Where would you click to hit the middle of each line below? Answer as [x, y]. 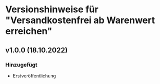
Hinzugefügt [21, 65]
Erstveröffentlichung [34, 76]
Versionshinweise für [52, 9]
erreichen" [29, 31]
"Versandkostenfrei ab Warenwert [80, 20]
